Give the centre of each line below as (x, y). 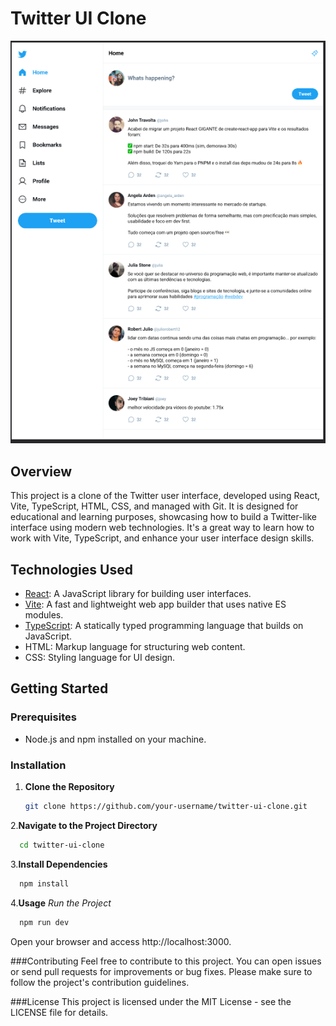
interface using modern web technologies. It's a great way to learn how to (162, 528)
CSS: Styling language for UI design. (100, 658)
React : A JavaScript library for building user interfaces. (138, 594)
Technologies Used (71, 569)
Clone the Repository (69, 787)
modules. (44, 615)
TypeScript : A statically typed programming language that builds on (164, 626)
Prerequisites (43, 717)
